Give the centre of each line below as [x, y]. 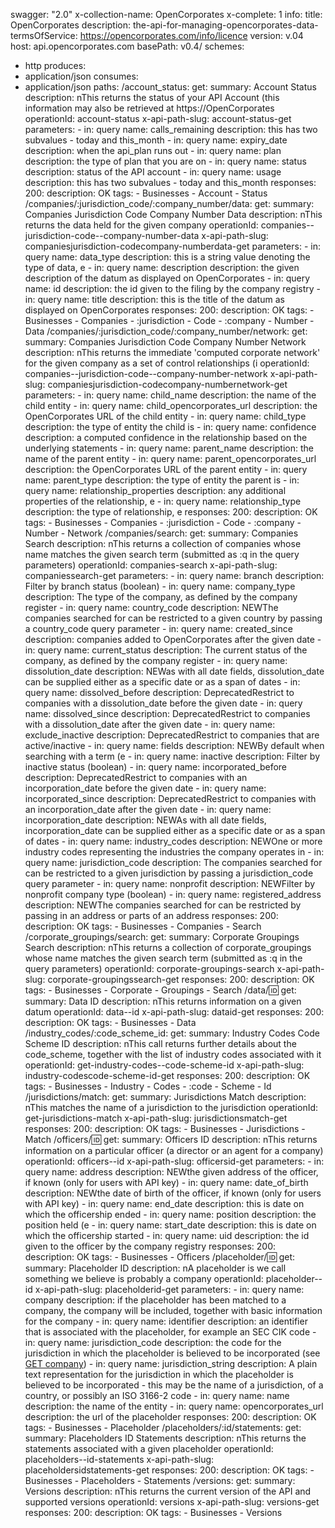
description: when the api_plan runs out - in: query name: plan [153, 150]
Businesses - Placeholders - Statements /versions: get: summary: [160, 1480]
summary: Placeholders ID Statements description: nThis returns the [165, 1438]
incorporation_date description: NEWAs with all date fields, [145, 820]
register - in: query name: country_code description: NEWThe [151, 607]
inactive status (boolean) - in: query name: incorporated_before [156, 767]
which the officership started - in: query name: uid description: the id [167, 1235]
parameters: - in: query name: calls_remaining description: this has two [171, 129]
